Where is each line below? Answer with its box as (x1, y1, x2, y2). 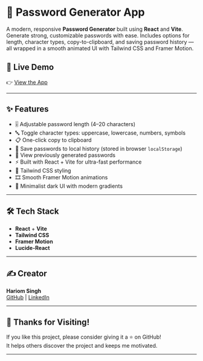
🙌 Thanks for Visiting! (6, 317, 89, 327)
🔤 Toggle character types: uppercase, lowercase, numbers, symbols (14, 129, 186, 136)
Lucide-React (14, 244, 50, 252)
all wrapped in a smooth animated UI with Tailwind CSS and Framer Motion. (6, 45, 194, 52)
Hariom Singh (6, 287, 42, 295)
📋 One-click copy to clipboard (14, 136, 92, 144)
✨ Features (6, 104, 49, 114)
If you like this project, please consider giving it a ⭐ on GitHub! (6, 333, 161, 340)
